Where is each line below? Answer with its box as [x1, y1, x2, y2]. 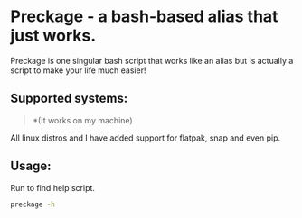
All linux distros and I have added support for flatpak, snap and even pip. [10, 132, 281, 143]
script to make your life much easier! [10, 65, 146, 76]
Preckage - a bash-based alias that [10, 6, 278, 27]
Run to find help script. [10, 182, 96, 193]
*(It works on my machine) [32, 114, 134, 125]
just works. [10, 25, 97, 46]
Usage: [10, 159, 52, 174]
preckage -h [10, 200, 55, 209]
